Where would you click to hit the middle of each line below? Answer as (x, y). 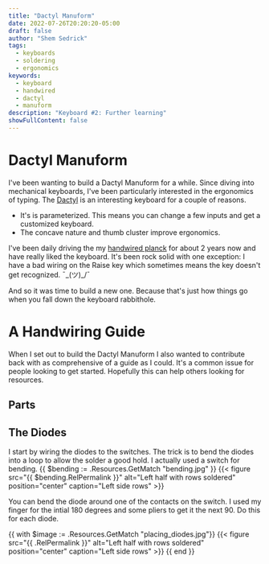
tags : (17, 46)
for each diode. (33, 518)
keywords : (25, 76)
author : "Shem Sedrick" (48, 38)
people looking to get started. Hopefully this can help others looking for (126, 371)
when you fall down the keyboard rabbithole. (82, 299)
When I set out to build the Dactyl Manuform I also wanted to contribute (126, 354)
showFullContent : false (48, 121)
